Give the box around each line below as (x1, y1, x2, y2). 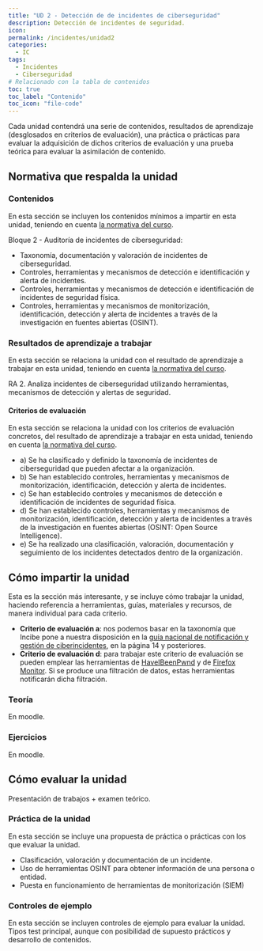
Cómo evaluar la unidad (8, 773, 127, 786)
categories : (8, 41, 47, 49)
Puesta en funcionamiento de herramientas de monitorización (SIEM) (19, 880, 245, 890)
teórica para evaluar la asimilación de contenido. (8, 147, 166, 157)
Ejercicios (8, 732, 47, 743)
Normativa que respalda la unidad (8, 169, 178, 183)
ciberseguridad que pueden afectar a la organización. (19, 464, 195, 473)
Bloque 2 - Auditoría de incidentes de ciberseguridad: (8, 235, 183, 244)
